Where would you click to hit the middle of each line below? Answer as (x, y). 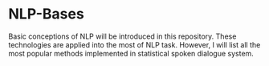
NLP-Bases (46, 14)
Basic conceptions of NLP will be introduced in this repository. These (122, 36)
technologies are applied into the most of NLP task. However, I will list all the (134, 44)
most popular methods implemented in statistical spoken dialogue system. (131, 53)
